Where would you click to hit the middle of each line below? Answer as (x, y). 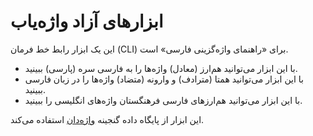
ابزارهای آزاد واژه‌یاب (87, 21)
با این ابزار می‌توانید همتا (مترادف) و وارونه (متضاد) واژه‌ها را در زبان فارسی (164, 79)
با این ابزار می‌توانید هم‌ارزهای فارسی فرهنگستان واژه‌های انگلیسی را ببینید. (163, 100)
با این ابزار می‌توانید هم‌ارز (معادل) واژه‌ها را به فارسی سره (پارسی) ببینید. (161, 68)
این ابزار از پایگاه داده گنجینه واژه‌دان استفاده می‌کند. (107, 119)
